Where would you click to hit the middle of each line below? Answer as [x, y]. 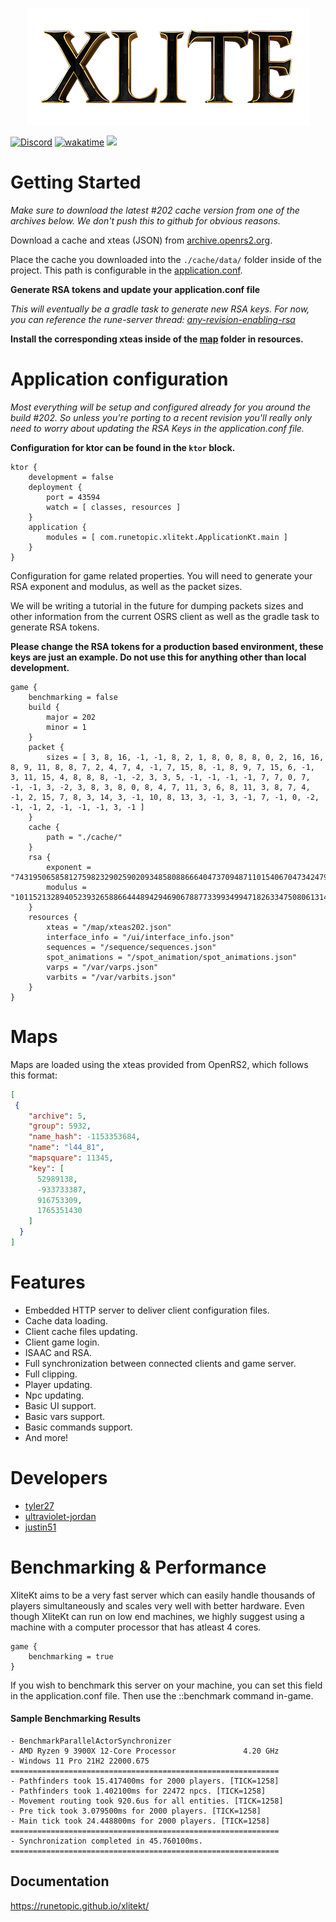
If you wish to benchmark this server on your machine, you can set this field [166, 1685]
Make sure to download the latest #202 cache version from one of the [155, 210]
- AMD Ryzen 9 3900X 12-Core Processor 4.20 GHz [145, 1751]
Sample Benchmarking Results [76, 1719]
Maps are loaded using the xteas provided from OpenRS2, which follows [159, 1064]
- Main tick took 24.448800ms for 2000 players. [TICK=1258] [140, 1821]
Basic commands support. [78, 1427]
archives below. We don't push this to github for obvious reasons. [146, 220]
